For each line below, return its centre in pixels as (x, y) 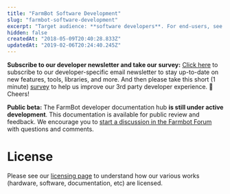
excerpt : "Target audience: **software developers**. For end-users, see (115, 26)
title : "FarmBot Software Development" (64, 13)
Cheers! (18, 94)
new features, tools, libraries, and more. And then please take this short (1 (111, 79)
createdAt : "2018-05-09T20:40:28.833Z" (64, 39)
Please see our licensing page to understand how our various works (103, 175)
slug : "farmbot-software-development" (62, 20)
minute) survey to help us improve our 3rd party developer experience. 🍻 (110, 87)
